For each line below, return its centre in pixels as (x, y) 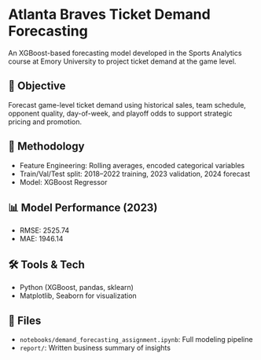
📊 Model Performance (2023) (83, 207)
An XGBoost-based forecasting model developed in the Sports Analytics (125, 53)
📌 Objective (37, 86)
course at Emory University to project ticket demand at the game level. (122, 61)
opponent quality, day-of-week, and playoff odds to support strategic (121, 113)
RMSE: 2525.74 (44, 230)
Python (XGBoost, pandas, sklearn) (76, 288)
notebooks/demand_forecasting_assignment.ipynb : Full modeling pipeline (136, 339)
